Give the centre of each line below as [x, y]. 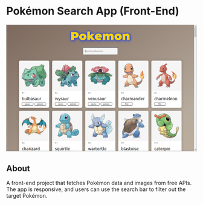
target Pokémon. [27, 195]
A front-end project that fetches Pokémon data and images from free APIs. [99, 183]
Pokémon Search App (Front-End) [93, 11]
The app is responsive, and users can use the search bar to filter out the [96, 189]
